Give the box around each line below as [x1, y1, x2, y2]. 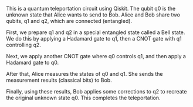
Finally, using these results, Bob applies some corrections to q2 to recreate [6, 88, 187, 95]
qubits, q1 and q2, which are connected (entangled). [6, 18, 133, 24]
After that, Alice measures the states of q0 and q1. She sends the [6, 71, 163, 77]
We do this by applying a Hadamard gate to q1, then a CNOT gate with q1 [6, 35, 182, 42]
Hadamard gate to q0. [6, 59, 59, 66]
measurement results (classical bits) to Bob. [6, 76, 113, 83]
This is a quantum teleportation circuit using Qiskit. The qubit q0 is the [6, 5, 176, 12]
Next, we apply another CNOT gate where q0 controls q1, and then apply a [6, 53, 187, 59]
